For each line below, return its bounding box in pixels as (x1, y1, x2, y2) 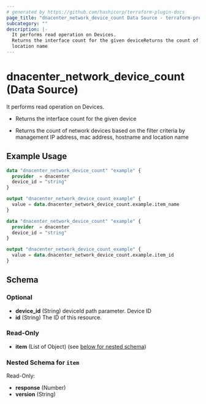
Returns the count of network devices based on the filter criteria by (15, 126, 186, 134)
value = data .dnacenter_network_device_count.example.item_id (12, 252, 174, 258)
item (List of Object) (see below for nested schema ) (15, 343, 147, 350)
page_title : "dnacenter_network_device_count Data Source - (6, 15, 164, 21)
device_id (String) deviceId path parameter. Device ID (15, 307, 152, 314)
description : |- (6, 26, 48, 33)
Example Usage (6, 151, 67, 161)
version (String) (15, 390, 56, 398)
